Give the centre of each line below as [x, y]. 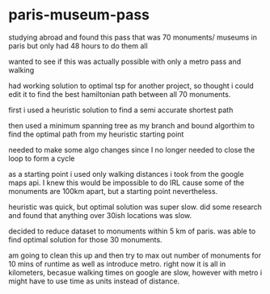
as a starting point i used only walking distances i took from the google [126, 174]
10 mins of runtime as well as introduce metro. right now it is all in [117, 263]
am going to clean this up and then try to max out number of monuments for [135, 255]
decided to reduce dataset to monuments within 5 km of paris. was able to [132, 231]
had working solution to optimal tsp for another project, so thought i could [131, 86]
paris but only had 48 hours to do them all [78, 45]
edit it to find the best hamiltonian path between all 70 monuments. [120, 94]
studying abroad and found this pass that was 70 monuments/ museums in [133, 37]
